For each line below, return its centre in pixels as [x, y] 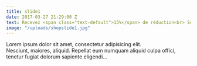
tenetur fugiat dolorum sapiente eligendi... [57, 57]
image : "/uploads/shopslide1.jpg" [48, 28]
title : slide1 [23, 11]
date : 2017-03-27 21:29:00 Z [42, 17]
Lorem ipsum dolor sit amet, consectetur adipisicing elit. [74, 44]
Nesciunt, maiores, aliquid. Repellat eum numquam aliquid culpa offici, [91, 51]
